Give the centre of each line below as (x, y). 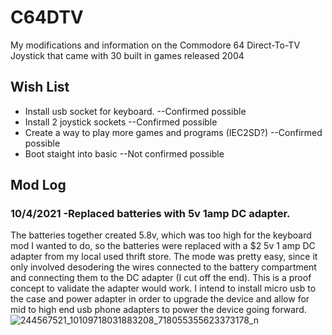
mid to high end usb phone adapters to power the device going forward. (158, 310)
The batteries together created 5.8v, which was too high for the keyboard (161, 235)
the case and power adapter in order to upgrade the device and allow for (160, 299)
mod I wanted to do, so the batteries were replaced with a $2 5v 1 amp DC (163, 246)
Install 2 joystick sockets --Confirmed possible (121, 122)
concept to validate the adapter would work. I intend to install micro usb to (163, 288)
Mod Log (38, 185)
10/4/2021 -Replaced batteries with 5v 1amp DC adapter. (150, 214)
